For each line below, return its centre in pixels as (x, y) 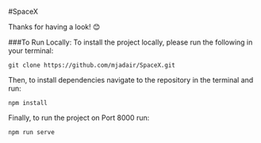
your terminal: (31, 50)
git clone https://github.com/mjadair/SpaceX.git (92, 65)
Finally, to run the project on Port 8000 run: (79, 118)
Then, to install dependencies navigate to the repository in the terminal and (131, 80)
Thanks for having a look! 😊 (54, 27)
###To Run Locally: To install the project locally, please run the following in (130, 42)
